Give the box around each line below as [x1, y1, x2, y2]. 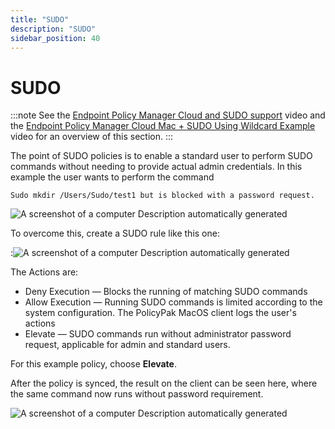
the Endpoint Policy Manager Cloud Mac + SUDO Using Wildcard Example [10, 120, 316, 132]
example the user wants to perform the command [10, 171, 215, 183]
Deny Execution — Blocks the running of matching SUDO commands [24, 286, 308, 298]
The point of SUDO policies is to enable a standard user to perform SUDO [10, 150, 313, 162]
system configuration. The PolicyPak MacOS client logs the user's [24, 307, 297, 319]
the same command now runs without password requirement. [10, 388, 264, 400]
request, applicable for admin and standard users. [24, 339, 231, 351]
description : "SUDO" [10, 24, 97, 34]
